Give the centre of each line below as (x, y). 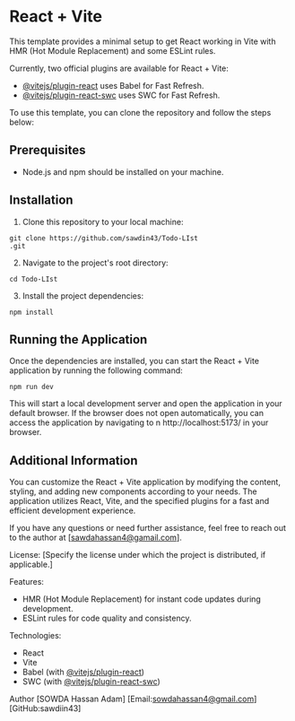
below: (22, 122)
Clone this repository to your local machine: (103, 222)
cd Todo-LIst (34, 279)
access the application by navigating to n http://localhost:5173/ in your (139, 422)
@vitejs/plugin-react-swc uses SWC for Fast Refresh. (121, 95)
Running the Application (78, 339)
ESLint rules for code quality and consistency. (107, 618)
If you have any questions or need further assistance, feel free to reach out (148, 528)
